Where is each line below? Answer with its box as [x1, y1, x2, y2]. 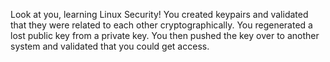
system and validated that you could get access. [10, 40, 210, 52]
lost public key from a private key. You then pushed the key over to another [10, 30, 320, 41]
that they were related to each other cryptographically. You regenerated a [10, 19, 313, 31]
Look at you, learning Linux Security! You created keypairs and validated [10, 9, 309, 20]
